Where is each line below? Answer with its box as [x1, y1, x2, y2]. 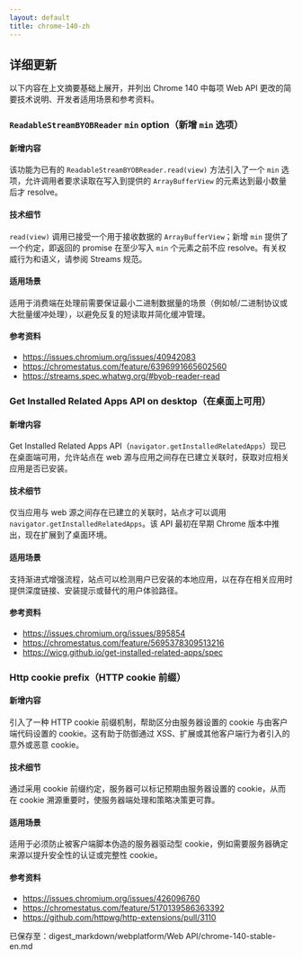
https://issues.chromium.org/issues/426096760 [22, 892, 200, 903]
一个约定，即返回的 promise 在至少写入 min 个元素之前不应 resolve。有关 [9, 242, 279, 253]
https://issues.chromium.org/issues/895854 [22, 628, 186, 638]
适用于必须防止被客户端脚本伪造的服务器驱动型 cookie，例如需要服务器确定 [9, 838, 289, 849]
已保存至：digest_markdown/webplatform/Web [9, 930, 184, 941]
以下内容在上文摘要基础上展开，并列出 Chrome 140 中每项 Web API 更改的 [9, 83, 284, 94]
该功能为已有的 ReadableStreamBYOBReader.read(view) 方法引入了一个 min [9, 164, 280, 176]
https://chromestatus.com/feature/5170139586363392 [22, 902, 225, 913]
